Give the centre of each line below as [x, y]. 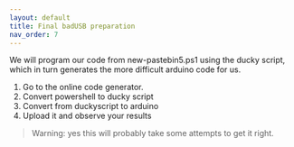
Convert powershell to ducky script [88, 96]
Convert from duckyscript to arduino [90, 106]
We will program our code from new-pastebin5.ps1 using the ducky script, [147, 60]
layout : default [40, 18]
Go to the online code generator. [83, 87]
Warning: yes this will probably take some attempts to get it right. [152, 133]
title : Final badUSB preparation [72, 26]
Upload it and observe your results [87, 116]
